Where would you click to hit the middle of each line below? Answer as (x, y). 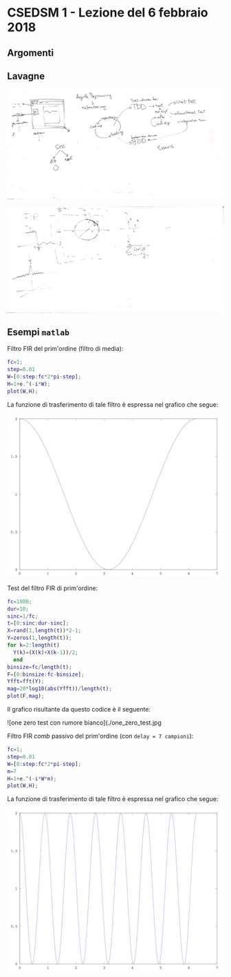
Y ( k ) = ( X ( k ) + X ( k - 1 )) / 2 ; (46, 652)
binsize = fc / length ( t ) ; (40, 667)
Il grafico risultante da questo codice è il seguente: (79, 709)
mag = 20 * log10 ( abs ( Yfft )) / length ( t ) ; (59, 689)
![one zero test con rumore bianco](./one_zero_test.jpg (84, 723)
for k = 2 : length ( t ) (33, 645)
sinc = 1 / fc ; (23, 616)
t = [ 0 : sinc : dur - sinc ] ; (38, 623)
